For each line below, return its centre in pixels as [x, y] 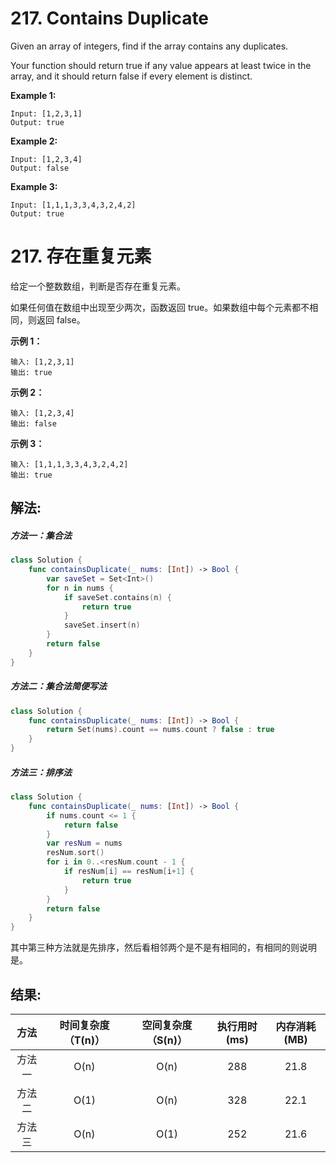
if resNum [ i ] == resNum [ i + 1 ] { [129, 872]
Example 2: [34, 141]
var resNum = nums [84, 843]
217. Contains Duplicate [110, 18]
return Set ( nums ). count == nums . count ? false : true [160, 730]
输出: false [33, 423]
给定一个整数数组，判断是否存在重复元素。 [98, 286]
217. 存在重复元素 [81, 256]
